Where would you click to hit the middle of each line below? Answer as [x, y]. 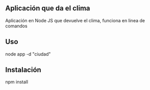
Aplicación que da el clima [48, 8]
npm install [17, 82]
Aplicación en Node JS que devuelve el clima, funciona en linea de [75, 20]
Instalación [23, 70]
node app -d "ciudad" [28, 54]
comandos [17, 26]
